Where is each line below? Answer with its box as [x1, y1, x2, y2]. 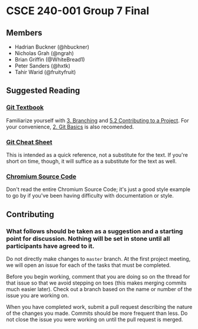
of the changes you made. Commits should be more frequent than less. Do [6, 309, 188, 317]
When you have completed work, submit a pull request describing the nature [6, 303, 193, 310]
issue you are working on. [6, 292, 69, 299]
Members [6, 28, 43, 38]
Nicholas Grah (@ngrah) [14, 50, 74, 57]
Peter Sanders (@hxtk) [14, 62, 71, 69]
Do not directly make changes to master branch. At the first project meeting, [6, 255, 191, 262]
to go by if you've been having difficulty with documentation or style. [6, 192, 174, 199]
